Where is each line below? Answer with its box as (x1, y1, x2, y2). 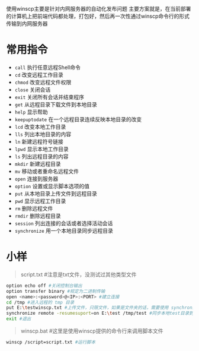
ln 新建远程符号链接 (14, 138, 64, 145)
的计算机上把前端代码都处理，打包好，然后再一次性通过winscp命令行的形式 (6, 12, 190, 20)
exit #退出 (6, 316, 31, 322)
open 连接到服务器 (14, 175, 59, 182)
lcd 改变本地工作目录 (14, 123, 66, 130)
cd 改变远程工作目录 (14, 71, 64, 78)
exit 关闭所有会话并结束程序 (14, 93, 85, 100)
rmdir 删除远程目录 (14, 212, 61, 219)
